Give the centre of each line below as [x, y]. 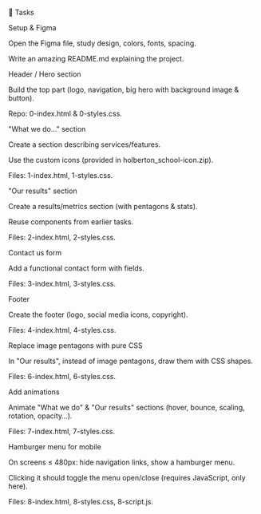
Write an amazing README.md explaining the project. [96, 59]
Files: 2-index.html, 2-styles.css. [62, 237]
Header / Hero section [45, 74]
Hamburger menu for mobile [55, 447]
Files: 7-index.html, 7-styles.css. [62, 431]
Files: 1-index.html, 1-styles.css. [61, 175]
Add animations [34, 392]
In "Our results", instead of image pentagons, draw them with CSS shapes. [131, 361]
